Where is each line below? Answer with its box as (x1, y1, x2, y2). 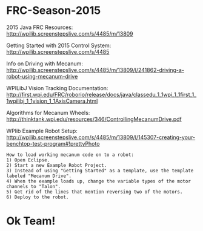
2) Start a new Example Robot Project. (6, 162, 107, 168)
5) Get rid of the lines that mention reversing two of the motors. (6, 189, 183, 195)
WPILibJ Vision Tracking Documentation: (6, 84, 108, 91)
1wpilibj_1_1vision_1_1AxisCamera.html (6, 97, 98, 105)
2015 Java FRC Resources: (6, 24, 73, 31)
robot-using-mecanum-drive (6, 73, 78, 80)
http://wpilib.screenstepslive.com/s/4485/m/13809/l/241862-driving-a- (6, 66, 185, 73)
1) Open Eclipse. (6, 157, 50, 163)
